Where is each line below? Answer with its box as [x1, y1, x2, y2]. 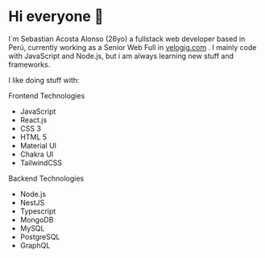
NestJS [19, 198, 45, 207]
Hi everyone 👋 [8, 7, 104, 26]
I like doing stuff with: [8, 75, 80, 85]
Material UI [19, 140, 57, 150]
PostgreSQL [19, 231, 60, 241]
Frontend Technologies [8, 90, 85, 100]
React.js [19, 114, 48, 124]
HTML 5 [19, 132, 48, 142]
